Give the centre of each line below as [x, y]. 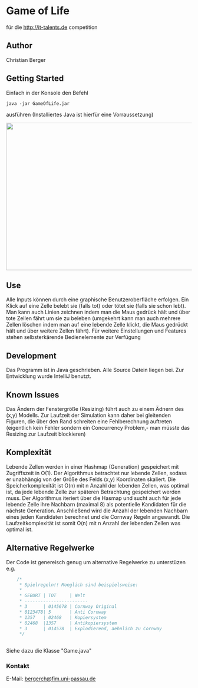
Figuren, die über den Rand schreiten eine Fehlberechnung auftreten [89, 422]
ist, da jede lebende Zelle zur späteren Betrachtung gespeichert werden [93, 492]
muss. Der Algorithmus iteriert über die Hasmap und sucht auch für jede [94, 498]
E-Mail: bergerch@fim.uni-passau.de [51, 679]
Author [19, 46]
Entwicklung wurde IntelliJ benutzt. [49, 376]
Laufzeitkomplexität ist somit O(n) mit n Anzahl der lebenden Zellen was [93, 523]
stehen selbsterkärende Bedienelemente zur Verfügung [74, 337]
